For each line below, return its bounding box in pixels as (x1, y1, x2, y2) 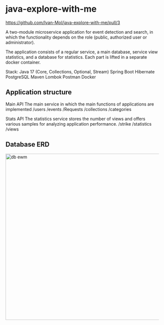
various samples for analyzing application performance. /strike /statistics (5, 121, 152, 127)
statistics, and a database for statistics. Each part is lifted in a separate (5, 54, 147, 60)
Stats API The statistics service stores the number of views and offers (5, 116, 146, 122)
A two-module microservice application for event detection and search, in (5, 29, 154, 35)
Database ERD (5, 140, 50, 149)
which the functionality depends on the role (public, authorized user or (5, 34, 147, 40)
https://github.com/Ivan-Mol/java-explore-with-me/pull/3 (5, 20, 121, 25)
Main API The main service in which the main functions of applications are (5, 101, 154, 107)
